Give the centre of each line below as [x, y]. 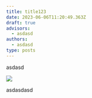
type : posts [21, 50]
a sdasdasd [20, 90]
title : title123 [26, 12]
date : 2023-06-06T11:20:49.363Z [46, 17]
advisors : [18, 28]
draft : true [21, 23]
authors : [17, 39]
